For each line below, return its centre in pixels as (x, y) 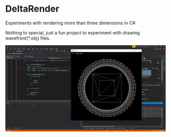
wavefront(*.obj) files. (28, 38)
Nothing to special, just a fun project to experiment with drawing (73, 32)
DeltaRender (32, 9)
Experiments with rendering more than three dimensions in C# (70, 23)
